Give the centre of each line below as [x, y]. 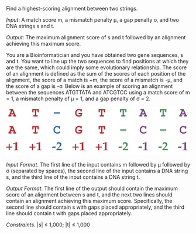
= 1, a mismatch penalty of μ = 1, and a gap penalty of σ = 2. [78, 99]
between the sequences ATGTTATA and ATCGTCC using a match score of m [98, 92]
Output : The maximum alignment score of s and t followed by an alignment [96, 37]
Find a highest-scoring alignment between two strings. [72, 9]
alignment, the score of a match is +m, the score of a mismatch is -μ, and [94, 80]
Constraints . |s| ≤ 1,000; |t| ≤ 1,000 [48, 225]
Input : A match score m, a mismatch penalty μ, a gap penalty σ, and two [93, 20]
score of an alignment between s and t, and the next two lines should [89, 195]
